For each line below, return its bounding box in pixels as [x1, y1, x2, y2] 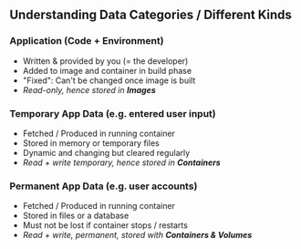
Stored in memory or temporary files [22, 137, 160, 149]
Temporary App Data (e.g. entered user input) [9, 107, 216, 119]
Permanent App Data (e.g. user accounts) [9, 180, 198, 192]
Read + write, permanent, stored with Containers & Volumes [22, 230, 253, 241]
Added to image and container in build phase [22, 65, 192, 76]
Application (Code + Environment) [9, 35, 164, 47]
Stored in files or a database [22, 210, 130, 222]
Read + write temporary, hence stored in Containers [22, 157, 221, 168]
